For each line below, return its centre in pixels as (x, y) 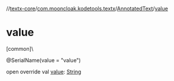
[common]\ (20, 48)
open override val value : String (44, 72)
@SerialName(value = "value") (44, 60)
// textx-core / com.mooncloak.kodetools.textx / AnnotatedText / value (87, 9)
